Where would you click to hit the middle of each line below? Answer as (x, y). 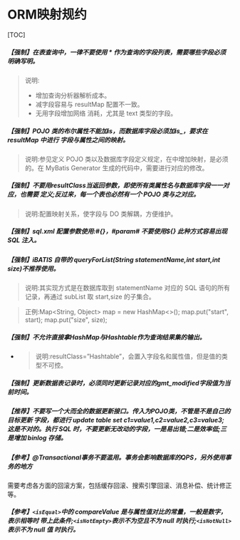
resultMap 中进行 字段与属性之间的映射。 (68, 140)
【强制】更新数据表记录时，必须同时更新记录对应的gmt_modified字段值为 (116, 383)
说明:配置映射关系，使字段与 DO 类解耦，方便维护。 (101, 214)
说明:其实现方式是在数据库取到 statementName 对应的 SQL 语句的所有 (127, 288)
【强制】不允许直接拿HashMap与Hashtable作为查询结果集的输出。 (107, 337)
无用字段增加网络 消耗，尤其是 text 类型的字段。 (106, 113)
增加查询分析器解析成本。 (73, 95)
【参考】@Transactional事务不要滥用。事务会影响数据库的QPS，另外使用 (116, 457)
